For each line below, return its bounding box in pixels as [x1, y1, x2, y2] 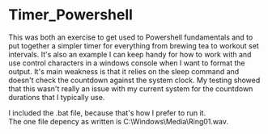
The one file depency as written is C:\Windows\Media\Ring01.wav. [8, 116, 229, 126]
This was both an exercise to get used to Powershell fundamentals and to [8, 32, 253, 42]
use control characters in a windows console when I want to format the [8, 58, 245, 68]
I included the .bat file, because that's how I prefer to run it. [8, 107, 206, 118]
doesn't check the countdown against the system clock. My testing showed [8, 75, 261, 85]
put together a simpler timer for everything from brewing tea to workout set [8, 40, 259, 50]
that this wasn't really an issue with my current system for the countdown [8, 83, 253, 94]
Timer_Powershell [8, 6, 134, 24]
